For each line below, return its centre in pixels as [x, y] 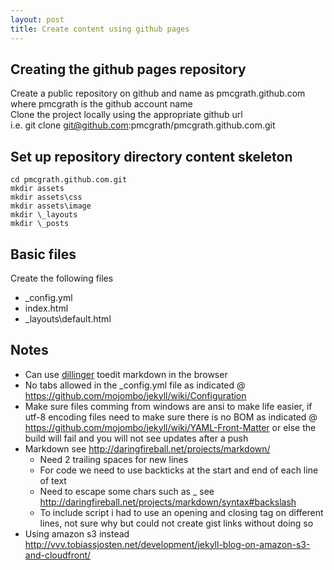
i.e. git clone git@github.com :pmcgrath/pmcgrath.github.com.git [143, 125]
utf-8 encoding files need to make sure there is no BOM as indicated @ [171, 417]
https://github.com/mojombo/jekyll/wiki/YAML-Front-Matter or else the [170, 427]
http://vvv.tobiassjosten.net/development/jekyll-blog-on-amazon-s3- [167, 544]
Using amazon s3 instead [77, 533]
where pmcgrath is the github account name [101, 104]
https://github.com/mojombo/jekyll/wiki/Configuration [135, 395]
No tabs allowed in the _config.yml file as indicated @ [135, 385]
